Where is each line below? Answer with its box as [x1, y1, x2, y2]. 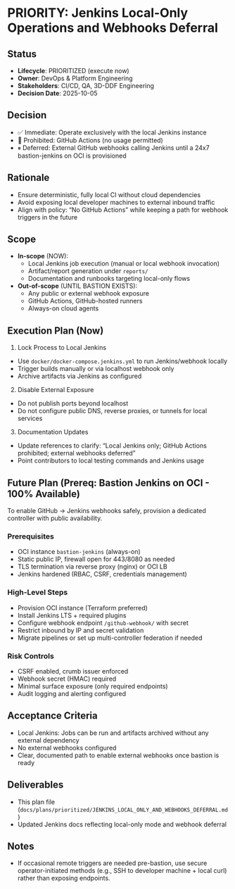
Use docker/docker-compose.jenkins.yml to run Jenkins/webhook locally [17, 357, 227, 365]
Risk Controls [7, 651, 54, 661]
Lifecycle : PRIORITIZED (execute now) [17, 67, 129, 75]
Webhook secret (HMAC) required [17, 674, 117, 683]
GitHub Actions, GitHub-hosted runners [27, 297, 143, 305]
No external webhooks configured [17, 743, 117, 752]
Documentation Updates [17, 428, 89, 436]
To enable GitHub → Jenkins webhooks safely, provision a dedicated [7, 507, 206, 515]
